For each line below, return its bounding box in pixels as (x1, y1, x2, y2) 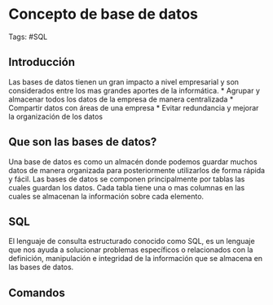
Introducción (8, 55, 76, 69)
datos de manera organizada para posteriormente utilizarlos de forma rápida (8, 165, 266, 175)
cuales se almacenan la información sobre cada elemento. (8, 191, 205, 201)
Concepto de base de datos (8, 5, 198, 24)
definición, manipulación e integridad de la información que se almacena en (8, 254, 263, 264)
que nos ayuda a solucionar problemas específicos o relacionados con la (8, 245, 253, 255)
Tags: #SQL (8, 32, 48, 41)
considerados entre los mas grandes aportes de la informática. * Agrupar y (8, 85, 261, 95)
